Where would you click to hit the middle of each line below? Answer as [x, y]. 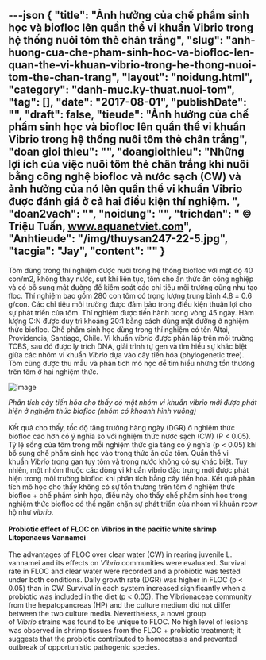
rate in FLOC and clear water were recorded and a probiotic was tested [124, 571]
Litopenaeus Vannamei [47, 537]
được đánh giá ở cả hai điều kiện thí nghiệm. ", [124, 201]
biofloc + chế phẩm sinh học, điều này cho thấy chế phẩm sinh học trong [128, 495]
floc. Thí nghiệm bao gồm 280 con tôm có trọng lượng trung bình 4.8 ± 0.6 [130, 295]
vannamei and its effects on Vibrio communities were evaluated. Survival [127, 562]
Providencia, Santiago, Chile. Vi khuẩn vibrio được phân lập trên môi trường [131, 338]
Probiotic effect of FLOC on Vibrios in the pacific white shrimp [112, 529]
